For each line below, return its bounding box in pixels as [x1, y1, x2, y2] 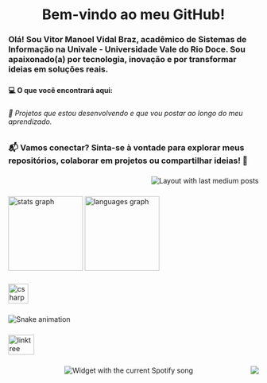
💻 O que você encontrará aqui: [8, 86, 114, 95]
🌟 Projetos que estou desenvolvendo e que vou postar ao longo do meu [8, 108, 244, 118]
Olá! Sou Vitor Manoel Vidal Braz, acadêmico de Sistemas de [8, 34, 247, 45]
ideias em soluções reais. [8, 64, 109, 75]
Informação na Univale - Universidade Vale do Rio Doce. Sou [8, 44, 246, 55]
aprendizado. [8, 117, 52, 126]
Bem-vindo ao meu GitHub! [42, 6, 225, 24]
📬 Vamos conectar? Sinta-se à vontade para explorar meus [8, 141, 245, 153]
